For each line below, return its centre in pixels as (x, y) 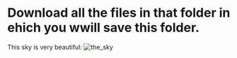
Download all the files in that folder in (119, 13)
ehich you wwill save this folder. (104, 28)
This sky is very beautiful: (45, 47)
